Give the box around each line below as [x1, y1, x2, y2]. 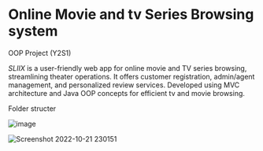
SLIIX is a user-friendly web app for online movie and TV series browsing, [8, 63, 247, 72]
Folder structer [8, 104, 57, 113]
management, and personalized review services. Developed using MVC [8, 80, 240, 90]
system [8, 22, 58, 40]
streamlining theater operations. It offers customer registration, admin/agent [8, 72, 255, 81]
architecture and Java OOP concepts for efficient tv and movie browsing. [8, 88, 246, 98]
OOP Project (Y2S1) [8, 48, 72, 57]
